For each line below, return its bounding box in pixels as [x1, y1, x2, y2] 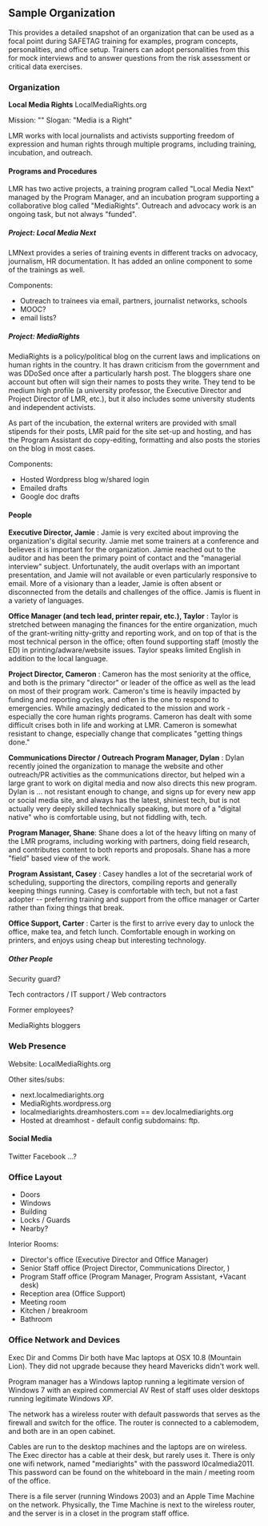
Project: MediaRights [8, 331, 80, 341]
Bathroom [19, 1315, 53, 1324]
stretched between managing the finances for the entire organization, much [8, 620, 258, 629]
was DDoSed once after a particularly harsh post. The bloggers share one [8, 368, 252, 379]
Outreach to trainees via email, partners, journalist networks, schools [19, 296, 248, 306]
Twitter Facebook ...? [8, 1151, 78, 1161]
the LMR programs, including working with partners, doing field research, [8, 837, 250, 846]
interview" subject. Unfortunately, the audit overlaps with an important [8, 562, 240, 572]
